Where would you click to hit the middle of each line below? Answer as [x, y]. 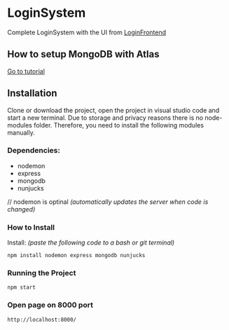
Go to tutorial [26, 71]
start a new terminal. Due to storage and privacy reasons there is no [105, 118]
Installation [32, 94]
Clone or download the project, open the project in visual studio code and [113, 110]
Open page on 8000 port [50, 305]
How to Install [31, 227]
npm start [22, 288]
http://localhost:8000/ [42, 319]
